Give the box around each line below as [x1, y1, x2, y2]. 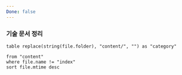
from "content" [6, 54, 44, 60]
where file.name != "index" [6, 59, 76, 65]
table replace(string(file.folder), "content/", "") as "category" [6, 43, 177, 49]
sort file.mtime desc [6, 64, 60, 70]
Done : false [6, 8, 36, 15]
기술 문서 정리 [6, 29, 43, 37]
